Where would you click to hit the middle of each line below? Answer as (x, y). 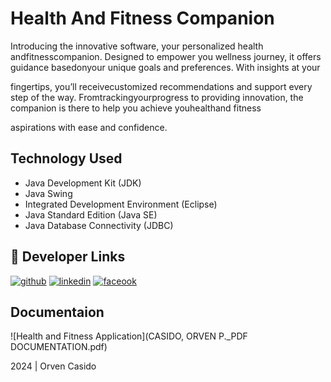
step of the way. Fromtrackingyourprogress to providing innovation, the (157, 97)
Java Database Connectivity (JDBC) (99, 225)
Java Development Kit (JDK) (83, 183)
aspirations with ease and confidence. (89, 127)
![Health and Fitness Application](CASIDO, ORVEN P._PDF (129, 336)
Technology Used (66, 158)
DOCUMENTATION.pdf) (59, 347)
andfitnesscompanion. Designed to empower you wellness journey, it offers (166, 56)
